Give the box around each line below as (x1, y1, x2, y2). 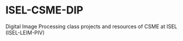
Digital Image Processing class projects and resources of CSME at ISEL (5, 23, 178, 30)
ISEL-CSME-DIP (5, 4, 83, 17)
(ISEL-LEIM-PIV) (5, 29, 45, 36)
